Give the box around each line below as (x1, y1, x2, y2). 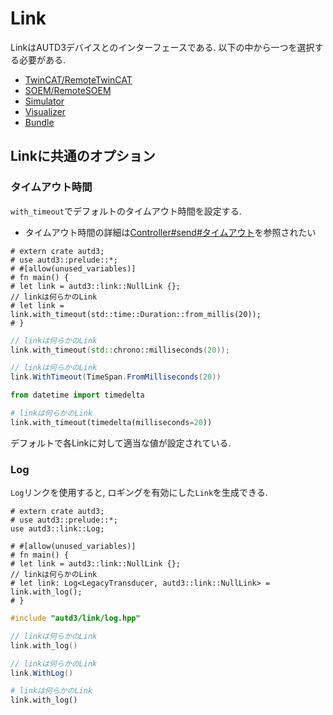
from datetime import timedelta (10, 390, 145, 401)
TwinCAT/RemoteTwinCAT (24, 73, 133, 86)
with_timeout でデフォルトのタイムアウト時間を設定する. (10, 205, 242, 217)
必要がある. (18, 53, 67, 66)
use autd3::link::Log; (10, 524, 105, 534)
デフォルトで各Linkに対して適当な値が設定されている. (10, 437, 232, 449)
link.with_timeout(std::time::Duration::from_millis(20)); (10, 309, 262, 319)
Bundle (24, 116, 55, 128)
